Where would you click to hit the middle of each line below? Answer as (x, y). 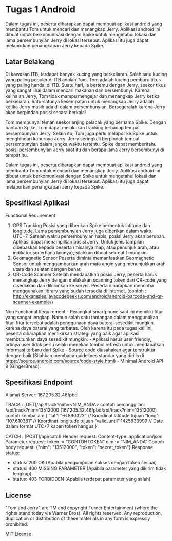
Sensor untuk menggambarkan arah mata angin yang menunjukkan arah (89, 264)
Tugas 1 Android (41, 10)
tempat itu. (17, 155)
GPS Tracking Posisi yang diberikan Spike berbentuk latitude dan (81, 225)
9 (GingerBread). (23, 366)
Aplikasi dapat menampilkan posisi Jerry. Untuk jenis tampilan (78, 241)
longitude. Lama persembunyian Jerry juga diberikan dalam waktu (83, 231)
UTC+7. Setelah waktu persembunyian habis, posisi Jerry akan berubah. (89, 236)
